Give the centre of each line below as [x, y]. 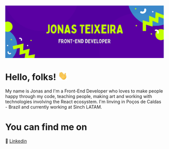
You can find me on [46, 127]
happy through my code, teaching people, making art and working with [79, 96]
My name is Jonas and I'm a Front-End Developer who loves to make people [84, 91]
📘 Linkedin [16, 141]
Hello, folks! [31, 77]
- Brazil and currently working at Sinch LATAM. [54, 107]
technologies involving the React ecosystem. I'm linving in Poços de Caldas [83, 101]
